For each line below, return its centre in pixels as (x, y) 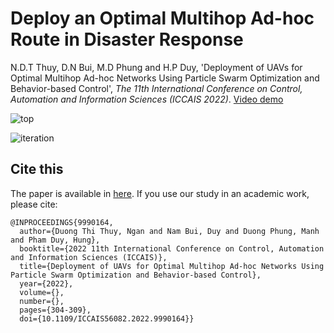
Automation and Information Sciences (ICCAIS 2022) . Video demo (147, 99)
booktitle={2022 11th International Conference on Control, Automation (172, 248)
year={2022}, (46, 283)
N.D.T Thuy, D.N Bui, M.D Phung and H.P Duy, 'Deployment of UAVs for (156, 67)
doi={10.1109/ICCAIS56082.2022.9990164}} (107, 318)
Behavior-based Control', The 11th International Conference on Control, (156, 88)
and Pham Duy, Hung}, (55, 240)
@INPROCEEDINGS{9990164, (62, 222)
